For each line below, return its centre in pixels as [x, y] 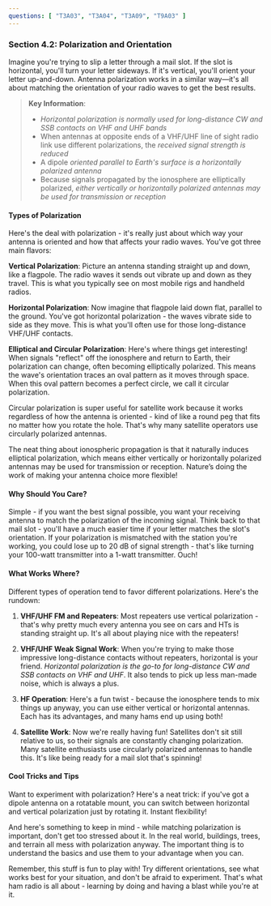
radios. [20, 292]
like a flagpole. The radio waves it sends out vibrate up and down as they [130, 275]
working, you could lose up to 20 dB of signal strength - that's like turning [131, 546]
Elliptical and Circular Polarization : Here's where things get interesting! [128, 349]
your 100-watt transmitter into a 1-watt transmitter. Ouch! [103, 555]
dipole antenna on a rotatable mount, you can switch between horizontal [129, 802]
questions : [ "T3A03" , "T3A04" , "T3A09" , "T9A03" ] [97, 16]
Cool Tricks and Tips [44, 776]
